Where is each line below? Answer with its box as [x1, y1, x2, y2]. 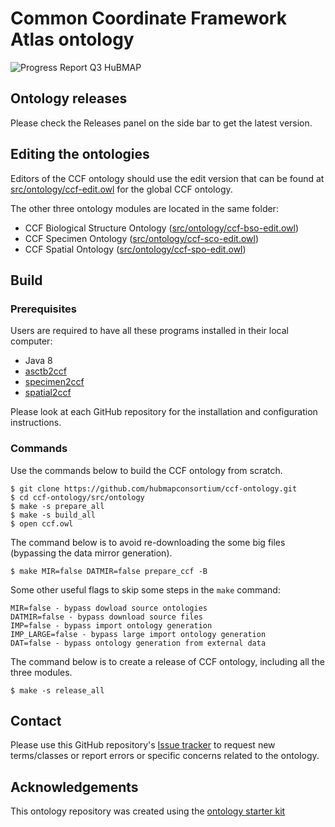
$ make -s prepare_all [10, 501, 105, 511]
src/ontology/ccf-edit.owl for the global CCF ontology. [10, 183, 233, 195]
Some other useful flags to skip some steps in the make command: [10, 583, 281, 596]
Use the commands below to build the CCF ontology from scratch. [10, 464, 283, 476]
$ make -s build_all [10, 510, 97, 520]
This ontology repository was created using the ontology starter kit [10, 805, 286, 817]
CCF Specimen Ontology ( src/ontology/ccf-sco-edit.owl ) [24, 232, 260, 244]
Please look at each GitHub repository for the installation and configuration [10, 406, 318, 418]
